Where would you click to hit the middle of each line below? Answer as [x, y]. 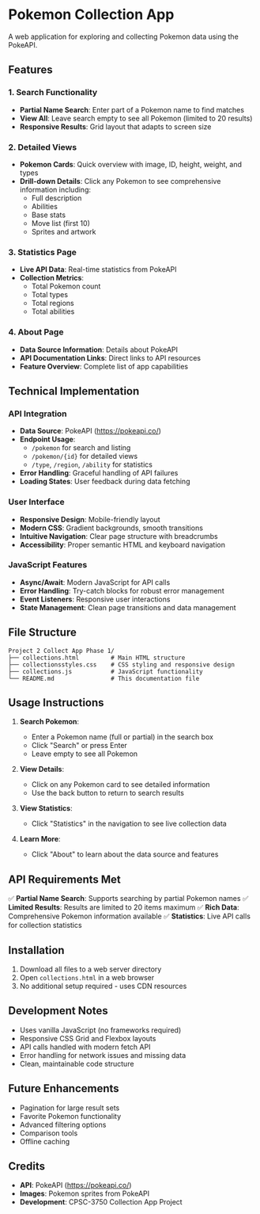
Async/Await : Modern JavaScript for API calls [95, 582]
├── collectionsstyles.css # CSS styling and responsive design [122, 664]
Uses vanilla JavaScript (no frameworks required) [100, 1030]
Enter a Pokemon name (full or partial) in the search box [122, 737]
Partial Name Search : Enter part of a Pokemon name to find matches [132, 109]
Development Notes [58, 1011]
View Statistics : [46, 808]
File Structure [42, 633]
